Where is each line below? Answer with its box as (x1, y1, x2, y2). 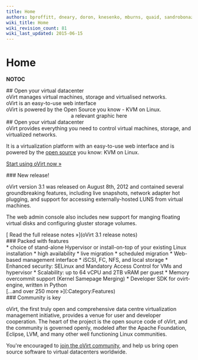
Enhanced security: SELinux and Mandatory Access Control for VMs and (6, 262, 183, 270)
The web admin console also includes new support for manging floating (6, 213, 181, 220)
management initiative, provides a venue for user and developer (6, 312, 161, 319)
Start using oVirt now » (6, 160, 62, 167)
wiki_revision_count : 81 (6, 25, 67, 31)
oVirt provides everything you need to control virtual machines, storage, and (6, 125, 192, 132)
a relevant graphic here (70, 112, 128, 119)
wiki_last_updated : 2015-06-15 (6, 31, 83, 37)
